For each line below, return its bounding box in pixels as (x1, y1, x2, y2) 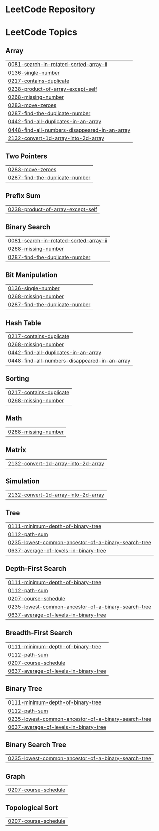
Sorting (5, 374, 29, 383)
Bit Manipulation (5, 271, 58, 279)
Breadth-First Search (5, 628, 73, 637)
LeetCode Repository (5, 4, 95, 15)
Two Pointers (5, 152, 48, 160)
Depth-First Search (5, 564, 67, 573)
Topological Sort (5, 803, 58, 812)
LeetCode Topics (5, 27, 78, 38)
